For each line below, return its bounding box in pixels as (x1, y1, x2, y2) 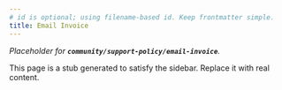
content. (9, 71, 40, 82)
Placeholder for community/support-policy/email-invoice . (9, 45, 221, 56)
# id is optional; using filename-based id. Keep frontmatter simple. (9, 12, 275, 22)
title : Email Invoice (9, 21, 89, 30)
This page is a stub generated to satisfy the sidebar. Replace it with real (9, 63, 270, 73)
